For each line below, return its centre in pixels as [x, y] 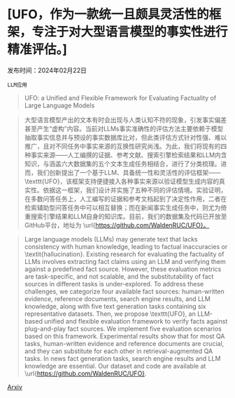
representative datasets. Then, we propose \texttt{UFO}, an [110, 314]
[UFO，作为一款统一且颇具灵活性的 [108, 14]
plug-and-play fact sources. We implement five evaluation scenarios [123, 329]
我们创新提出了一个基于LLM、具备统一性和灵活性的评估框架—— [129, 172]
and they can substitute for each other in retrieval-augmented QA [119, 351]
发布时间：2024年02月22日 [47, 70]
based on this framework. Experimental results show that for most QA [124, 336]
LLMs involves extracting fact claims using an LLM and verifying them [125, 261]
